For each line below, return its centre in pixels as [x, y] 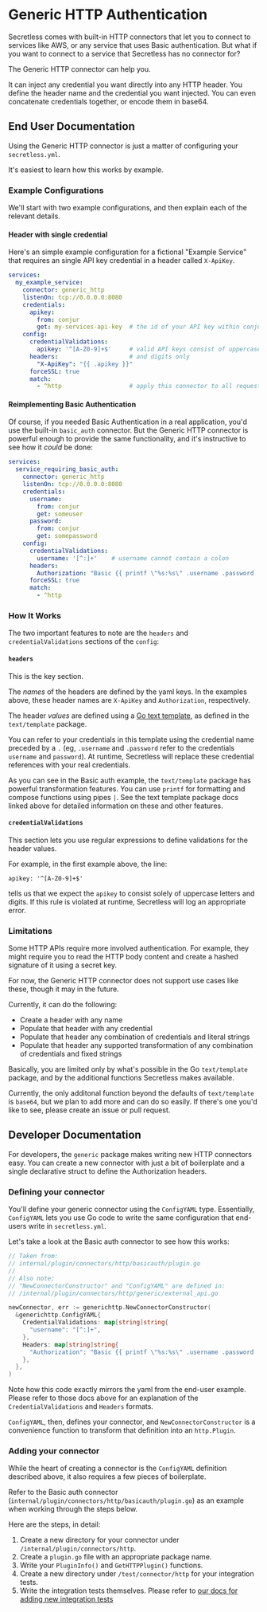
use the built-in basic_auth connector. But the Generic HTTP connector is [128, 430]
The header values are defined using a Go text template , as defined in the [129, 716]
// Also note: [32, 1278]
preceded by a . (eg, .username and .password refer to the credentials [122, 747]
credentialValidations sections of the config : [84, 641]
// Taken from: [33, 1257]
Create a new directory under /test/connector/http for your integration [137, 1574]
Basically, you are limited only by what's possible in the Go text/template [128, 1069]
